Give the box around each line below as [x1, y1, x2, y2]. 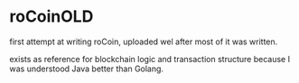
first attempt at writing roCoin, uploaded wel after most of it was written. [9, 36, 278, 47]
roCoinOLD [9, 6, 94, 27]
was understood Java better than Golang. [9, 63, 164, 74]
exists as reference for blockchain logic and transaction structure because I [9, 53, 291, 64]
